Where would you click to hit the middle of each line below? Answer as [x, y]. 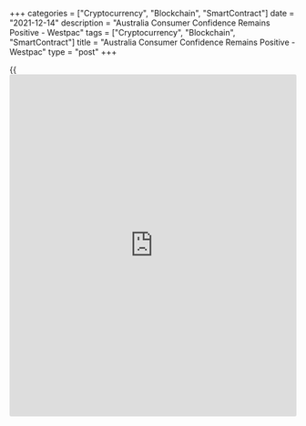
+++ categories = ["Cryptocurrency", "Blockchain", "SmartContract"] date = [152, 13]
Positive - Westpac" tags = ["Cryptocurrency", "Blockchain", [122, 32]
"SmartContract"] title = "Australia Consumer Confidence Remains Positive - [153, 42]
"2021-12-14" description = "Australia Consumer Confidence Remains [140, 23]
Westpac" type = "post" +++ [63, 52]
